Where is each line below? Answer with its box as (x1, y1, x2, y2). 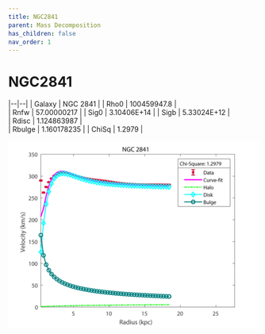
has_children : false (8, 29, 77, 37)
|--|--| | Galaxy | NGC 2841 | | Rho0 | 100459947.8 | (8, 99, 177, 109)
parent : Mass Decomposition (8, 21, 102, 29)
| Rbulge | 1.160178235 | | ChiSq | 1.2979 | (8, 125, 144, 134)
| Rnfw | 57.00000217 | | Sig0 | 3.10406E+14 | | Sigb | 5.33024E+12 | (8, 108, 230, 117)
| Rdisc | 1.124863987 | (8, 116, 83, 126)
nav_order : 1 (8, 38, 52, 46)
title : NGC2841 (8, 13, 59, 21)
